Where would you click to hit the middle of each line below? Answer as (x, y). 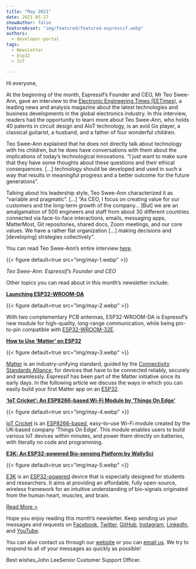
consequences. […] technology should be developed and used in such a (94, 168)
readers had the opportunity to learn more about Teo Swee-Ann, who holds (98, 119)
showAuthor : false (29, 22)
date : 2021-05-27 (27, 17)
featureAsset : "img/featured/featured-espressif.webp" (75, 28)
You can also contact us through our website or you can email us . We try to (97, 542)
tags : (13, 45)
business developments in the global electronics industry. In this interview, (97, 113)
